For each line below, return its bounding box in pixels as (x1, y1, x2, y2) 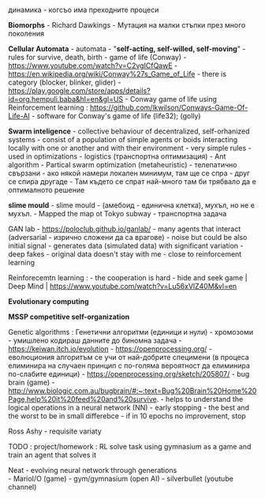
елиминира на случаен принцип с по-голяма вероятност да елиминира (8, 361, 251, 370)
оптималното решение (8, 186, 85, 194)
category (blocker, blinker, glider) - (8, 77, 121, 87)
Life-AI (8, 111, 30, 120)
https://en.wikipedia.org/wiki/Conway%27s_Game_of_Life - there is (8, 69, 227, 78)
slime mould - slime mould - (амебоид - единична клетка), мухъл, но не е (8, 201, 255, 210)
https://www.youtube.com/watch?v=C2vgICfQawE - (8, 61, 178, 70)
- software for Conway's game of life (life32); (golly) (31, 111, 201, 120)
